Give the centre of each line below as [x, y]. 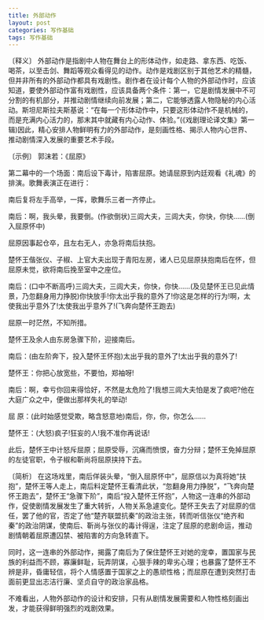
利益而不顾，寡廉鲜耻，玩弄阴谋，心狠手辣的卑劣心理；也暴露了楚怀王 [135, 562]
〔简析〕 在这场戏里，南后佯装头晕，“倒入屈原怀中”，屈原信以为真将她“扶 [127, 477]
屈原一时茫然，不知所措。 [49, 323]
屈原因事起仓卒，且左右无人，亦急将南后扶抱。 [84, 243]
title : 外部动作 [32, 15]
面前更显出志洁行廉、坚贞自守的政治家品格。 [81, 582]
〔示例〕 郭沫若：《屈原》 [49, 156]
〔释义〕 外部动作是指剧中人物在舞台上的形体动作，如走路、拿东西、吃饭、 [130, 61]
